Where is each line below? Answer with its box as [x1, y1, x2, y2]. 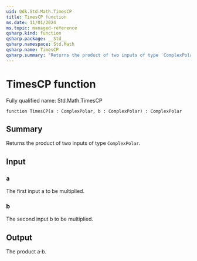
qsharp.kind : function [6, 30, 62, 36]
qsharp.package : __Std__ [6, 36, 67, 42]
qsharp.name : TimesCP [6, 47, 59, 53]
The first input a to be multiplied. [6, 188, 85, 195]
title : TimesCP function [6, 14, 67, 20]
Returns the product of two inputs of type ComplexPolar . [6, 140, 141, 147]
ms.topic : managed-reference [6, 25, 77, 31]
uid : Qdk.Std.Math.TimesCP [6, 8, 72, 15]
